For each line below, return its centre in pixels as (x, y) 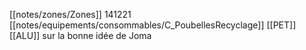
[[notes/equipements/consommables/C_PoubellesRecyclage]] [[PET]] (153, 25)
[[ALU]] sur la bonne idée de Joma (80, 35)
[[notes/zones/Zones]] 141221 (70, 14)
